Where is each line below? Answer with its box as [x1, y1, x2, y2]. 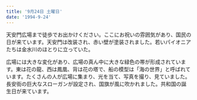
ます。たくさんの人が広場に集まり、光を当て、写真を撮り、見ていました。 [11, 73, 191, 80]
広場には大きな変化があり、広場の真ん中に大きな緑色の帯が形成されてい [6, 58, 181, 65]
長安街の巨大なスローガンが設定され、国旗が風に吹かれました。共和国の [6, 80, 182, 87]
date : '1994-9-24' [6, 14, 51, 20]
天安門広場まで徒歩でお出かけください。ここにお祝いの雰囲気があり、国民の [6, 31, 192, 38]
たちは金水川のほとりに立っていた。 [6, 45, 94, 53]
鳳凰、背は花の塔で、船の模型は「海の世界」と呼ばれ [56, 65, 186, 72]
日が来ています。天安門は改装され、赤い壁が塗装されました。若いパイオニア [6, 38, 191, 45]
